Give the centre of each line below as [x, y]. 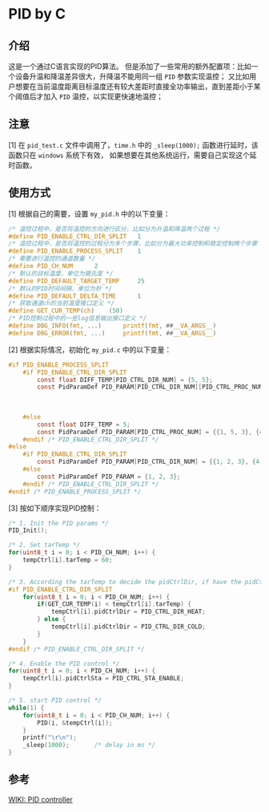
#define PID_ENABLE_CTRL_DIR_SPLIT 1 [75, 236]
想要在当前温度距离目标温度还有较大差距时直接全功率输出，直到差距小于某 [138, 86]
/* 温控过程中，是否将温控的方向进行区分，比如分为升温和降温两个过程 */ [114, 229]
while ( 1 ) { [26, 708]
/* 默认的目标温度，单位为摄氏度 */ [61, 274]
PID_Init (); [28, 530]
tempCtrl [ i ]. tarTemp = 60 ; [68, 560]
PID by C [37, 14]
